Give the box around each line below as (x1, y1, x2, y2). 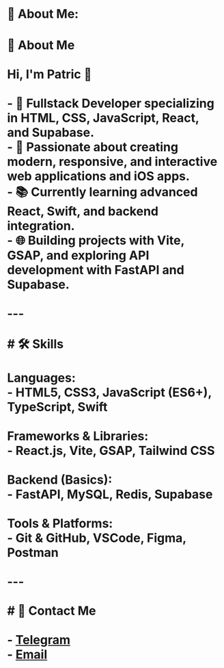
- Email (7, 647, 48, 663)
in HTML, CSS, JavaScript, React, (7, 110, 199, 126)
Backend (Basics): (7, 472, 113, 488)
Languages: (7, 370, 76, 386)
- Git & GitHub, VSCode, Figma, (7, 530, 186, 546)
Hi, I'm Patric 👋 (7, 66, 92, 82)
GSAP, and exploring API (7, 248, 150, 263)
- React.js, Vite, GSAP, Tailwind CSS (7, 443, 215, 458)
